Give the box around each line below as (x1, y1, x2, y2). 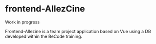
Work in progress (5, 19, 40, 25)
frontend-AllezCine (5, 3, 86, 14)
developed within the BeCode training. (5, 33, 82, 39)
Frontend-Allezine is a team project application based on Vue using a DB (5, 28, 151, 34)
